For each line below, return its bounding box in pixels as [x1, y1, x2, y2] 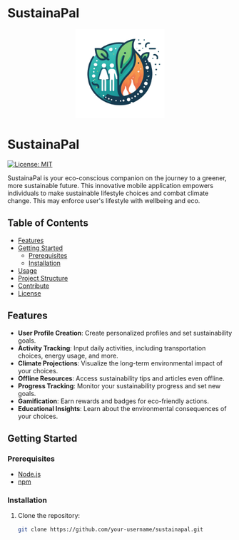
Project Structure [17, 274, 68, 282]
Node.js [17, 470, 41, 479]
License [17, 289, 41, 297]
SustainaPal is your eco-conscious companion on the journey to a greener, [7, 173, 227, 182]
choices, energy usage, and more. [17, 351, 119, 360]
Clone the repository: [17, 512, 81, 520]
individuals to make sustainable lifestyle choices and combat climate [7, 189, 209, 197]
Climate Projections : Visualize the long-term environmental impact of [17, 358, 223, 368]
